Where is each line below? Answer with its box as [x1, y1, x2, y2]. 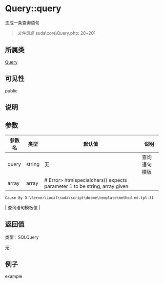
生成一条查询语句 [5, 20, 40, 25]
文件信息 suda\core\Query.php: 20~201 [17, 30, 96, 36]
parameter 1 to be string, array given [44, 183, 128, 190]
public [5, 87, 18, 93]
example [5, 273, 22, 279]
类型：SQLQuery [5, 234, 39, 240]
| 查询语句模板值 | [5, 204, 41, 210]
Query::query [5, 3, 61, 14]
